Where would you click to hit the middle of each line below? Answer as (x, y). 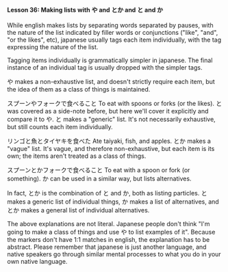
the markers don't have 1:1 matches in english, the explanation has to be (109, 240)
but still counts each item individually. (60, 127)
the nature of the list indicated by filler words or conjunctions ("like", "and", (113, 33)
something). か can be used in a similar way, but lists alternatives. (99, 179)
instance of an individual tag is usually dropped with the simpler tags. (105, 68)
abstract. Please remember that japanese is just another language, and (107, 247)
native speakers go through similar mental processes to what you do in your (114, 254)
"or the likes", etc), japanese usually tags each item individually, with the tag (114, 40)
